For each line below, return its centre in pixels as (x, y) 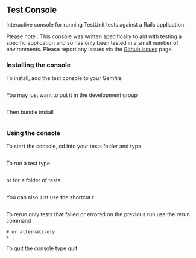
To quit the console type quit (42, 248)
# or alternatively (31, 232)
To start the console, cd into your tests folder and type (74, 146)
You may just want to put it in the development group (72, 95)
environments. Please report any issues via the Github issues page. (90, 49)
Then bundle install (30, 112)
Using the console (33, 133)
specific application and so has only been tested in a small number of (93, 42)
